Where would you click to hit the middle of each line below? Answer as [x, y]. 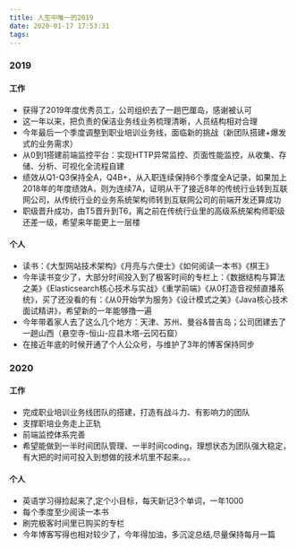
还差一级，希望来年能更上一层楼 [81, 222]
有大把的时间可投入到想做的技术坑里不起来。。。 [108, 457]
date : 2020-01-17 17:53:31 [59, 26]
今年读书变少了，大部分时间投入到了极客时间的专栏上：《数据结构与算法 [153, 277]
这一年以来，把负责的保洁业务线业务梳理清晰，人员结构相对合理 [140, 121]
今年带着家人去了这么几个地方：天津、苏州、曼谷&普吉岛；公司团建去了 [154, 322]
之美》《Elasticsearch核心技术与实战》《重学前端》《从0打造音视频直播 [149, 288]
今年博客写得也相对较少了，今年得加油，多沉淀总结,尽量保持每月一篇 [148, 535]
